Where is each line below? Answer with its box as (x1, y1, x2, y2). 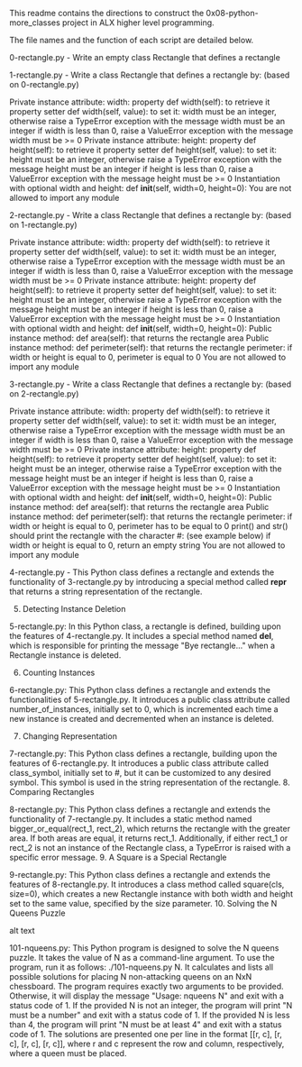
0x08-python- (206, 8, 259, 18)
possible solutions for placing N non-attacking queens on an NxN (9, 971, 252, 981)
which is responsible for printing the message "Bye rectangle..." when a (9, 640, 276, 651)
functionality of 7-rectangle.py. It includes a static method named (9, 814, 252, 824)
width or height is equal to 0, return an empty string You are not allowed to (9, 540, 286, 551)
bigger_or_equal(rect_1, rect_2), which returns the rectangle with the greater (9, 824, 291, 834)
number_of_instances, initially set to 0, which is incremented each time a (9, 704, 279, 715)
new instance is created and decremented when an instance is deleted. (9, 714, 275, 724)
